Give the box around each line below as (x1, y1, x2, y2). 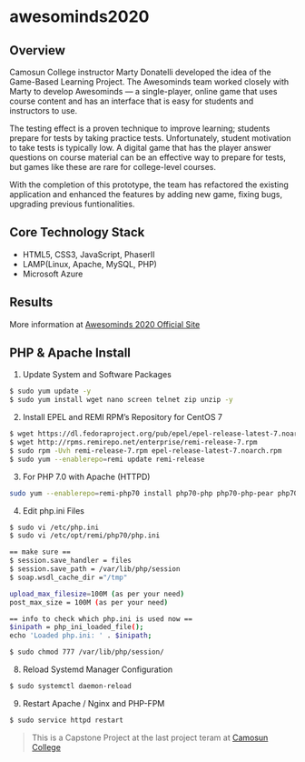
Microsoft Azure (22, 268, 84, 279)
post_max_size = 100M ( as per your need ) (9, 597, 169, 607)
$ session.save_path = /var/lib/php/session (9, 565, 181, 574)
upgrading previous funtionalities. (9, 198, 135, 209)
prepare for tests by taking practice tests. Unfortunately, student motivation (9, 133, 291, 143)
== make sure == (9, 547, 71, 556)
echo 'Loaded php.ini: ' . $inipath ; (9, 631, 152, 640)
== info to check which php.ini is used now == (9, 614, 193, 624)
